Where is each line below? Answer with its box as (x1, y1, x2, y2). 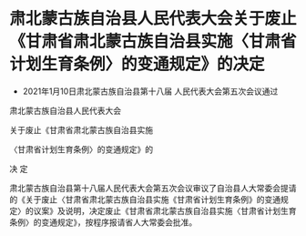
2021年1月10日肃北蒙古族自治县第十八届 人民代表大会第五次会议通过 (22, 86, 279, 97)
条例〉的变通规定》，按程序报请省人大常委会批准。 (9, 216, 198, 228)
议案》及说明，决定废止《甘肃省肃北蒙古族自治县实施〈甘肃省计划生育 (33, 205, 297, 216)
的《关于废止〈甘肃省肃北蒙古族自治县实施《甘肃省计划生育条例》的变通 (9, 193, 280, 205)
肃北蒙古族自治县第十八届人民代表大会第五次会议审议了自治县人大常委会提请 (9, 182, 297, 193)
